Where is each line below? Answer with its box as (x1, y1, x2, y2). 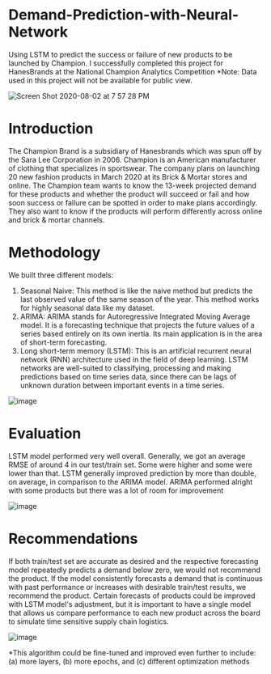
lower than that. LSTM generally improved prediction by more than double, (8, 468, 256, 478)
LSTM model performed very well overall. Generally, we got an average (8, 451, 246, 460)
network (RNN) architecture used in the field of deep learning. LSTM (19, 354, 248, 364)
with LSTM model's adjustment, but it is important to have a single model (8, 599, 252, 608)
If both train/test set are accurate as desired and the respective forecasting (8, 556, 259, 566)
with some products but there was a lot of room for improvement (8, 485, 224, 495)
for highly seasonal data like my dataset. (19, 303, 155, 312)
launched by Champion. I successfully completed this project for (8, 58, 224, 68)
